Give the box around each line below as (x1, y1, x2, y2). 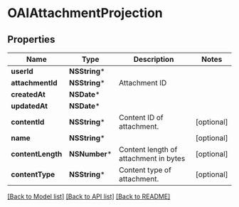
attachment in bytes (118, 154, 186, 163)
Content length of (118, 144, 178, 154)
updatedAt (11, 101, 48, 111)
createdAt (11, 90, 46, 99)
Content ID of (118, 112, 164, 122)
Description (133, 55, 174, 64)
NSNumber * (68, 149, 112, 159)
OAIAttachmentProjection (7, 5, 164, 21)
